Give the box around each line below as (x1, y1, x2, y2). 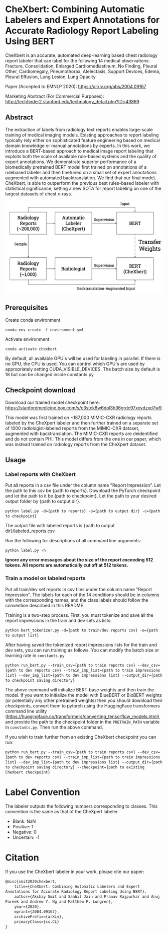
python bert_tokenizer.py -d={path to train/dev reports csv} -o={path (5, 628, 158, 633)
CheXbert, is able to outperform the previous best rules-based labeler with (5, 180, 159, 186)
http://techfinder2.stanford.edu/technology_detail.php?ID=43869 (5, 98, 139, 104)
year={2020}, (14, 904, 42, 909)
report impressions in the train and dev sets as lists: (5, 617, 112, 623)
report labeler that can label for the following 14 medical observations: (5, 57, 150, 63)
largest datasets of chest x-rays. (5, 190, 73, 197)
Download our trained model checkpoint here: (5, 399, 100, 405)
